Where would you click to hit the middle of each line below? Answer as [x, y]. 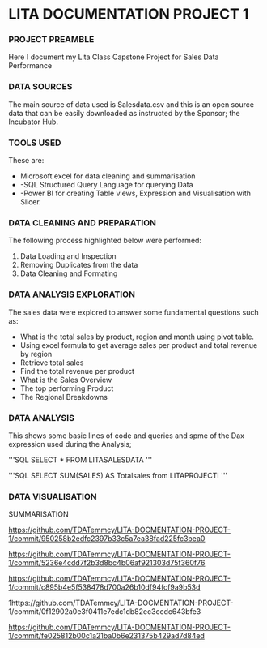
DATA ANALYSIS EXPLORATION [72, 294]
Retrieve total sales [52, 363]
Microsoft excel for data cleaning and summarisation [108, 176]
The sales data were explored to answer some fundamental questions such [133, 312]
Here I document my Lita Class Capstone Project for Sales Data [114, 57]
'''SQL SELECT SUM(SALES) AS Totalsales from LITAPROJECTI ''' [118, 475]
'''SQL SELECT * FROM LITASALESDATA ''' [80, 460]
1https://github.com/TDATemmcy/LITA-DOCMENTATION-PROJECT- [121, 603]
